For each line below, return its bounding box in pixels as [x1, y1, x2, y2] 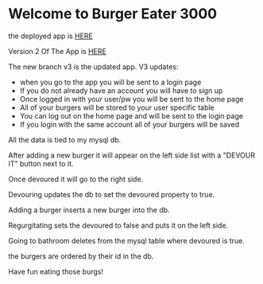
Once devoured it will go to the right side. [8, 174, 144, 184]
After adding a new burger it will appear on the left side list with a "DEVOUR [8, 150, 256, 160]
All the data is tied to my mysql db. [8, 134, 122, 144]
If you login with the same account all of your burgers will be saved [19, 119, 240, 129]
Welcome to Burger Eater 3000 [8, 5, 217, 23]
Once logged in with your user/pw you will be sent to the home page [19, 94, 244, 103]
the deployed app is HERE [8, 31, 93, 41]
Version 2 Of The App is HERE [8, 46, 107, 56]
